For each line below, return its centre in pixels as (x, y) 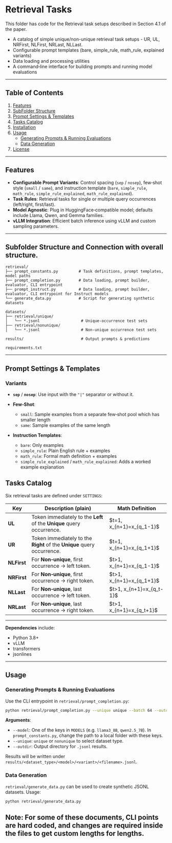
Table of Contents (35, 93)
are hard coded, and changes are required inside (84, 826)
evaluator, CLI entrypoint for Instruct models (57, 294)
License (21, 149)
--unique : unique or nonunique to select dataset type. (68, 741)
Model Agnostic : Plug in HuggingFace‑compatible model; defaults (83, 210)
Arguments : (18, 720)
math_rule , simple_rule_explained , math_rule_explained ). (73, 193)
